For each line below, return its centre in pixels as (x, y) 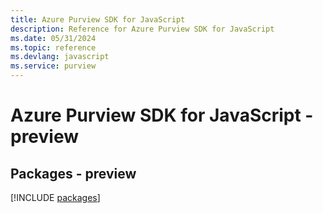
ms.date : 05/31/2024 (53, 38)
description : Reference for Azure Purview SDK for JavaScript (142, 29)
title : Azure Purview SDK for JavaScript (98, 19)
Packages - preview (73, 173)
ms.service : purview (53, 66)
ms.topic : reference (53, 47)
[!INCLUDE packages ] (55, 197)
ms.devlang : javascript (60, 57)
